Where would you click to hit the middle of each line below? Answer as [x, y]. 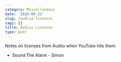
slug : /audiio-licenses [29, 18]
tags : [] [14, 23]
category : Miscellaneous [30, 9]
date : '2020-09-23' [25, 14]
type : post [16, 32]
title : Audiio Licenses [29, 28]
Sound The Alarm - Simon [38, 55]
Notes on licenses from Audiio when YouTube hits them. [61, 46]
